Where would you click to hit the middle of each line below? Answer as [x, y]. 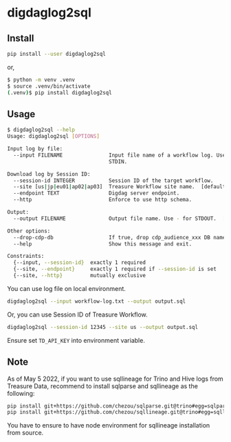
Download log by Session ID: [49, 174]
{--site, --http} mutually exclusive [80, 276]
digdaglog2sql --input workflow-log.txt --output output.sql [97, 301]
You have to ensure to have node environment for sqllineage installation [109, 425]
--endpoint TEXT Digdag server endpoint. [97, 193]
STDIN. [118, 161]
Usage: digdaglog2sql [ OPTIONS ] [53, 137]
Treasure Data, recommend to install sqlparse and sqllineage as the [102, 386]
